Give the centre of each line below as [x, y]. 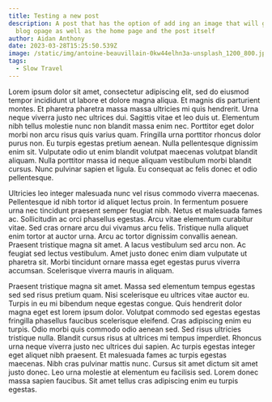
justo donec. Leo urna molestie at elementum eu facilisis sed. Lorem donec [134, 372]
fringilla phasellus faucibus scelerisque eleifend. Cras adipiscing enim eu [130, 320]
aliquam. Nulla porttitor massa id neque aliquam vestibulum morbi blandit [130, 160]
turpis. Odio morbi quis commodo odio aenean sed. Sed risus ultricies [125, 329]
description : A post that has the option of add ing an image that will [134, 23]
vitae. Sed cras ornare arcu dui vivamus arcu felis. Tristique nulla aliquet [129, 227]
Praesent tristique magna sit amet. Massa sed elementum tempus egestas [132, 286]
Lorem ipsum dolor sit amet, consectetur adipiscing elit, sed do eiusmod [129, 91]
